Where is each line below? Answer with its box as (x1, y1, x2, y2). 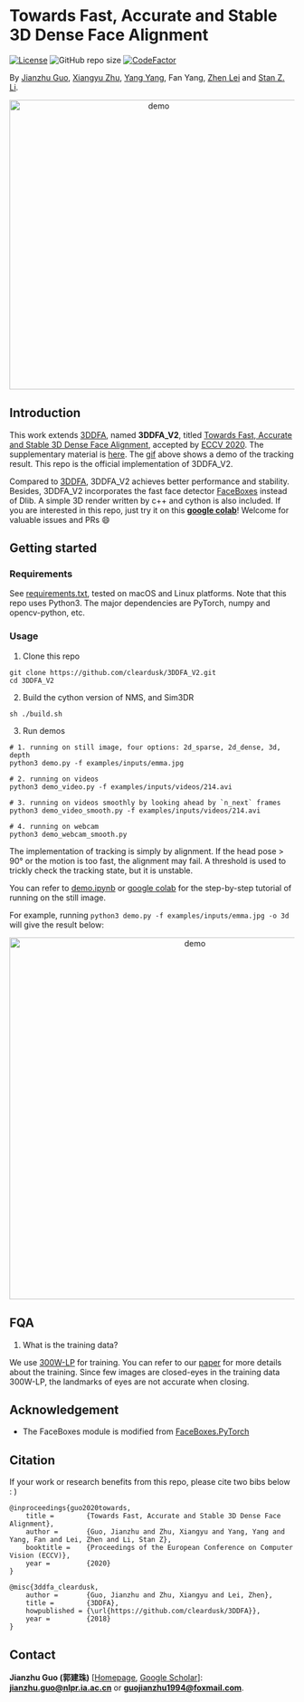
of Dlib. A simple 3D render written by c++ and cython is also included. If (9, 495, 281, 506)
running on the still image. (9, 892, 107, 903)
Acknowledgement (9, 1402, 119, 1417)
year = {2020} (25, 1559, 111, 1568)
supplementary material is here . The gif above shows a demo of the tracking (9, 449, 294, 460)
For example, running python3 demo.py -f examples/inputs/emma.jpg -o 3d (9, 909, 290, 920)
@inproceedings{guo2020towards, (9, 1504, 131, 1513)
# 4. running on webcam (9, 822, 100, 831)
